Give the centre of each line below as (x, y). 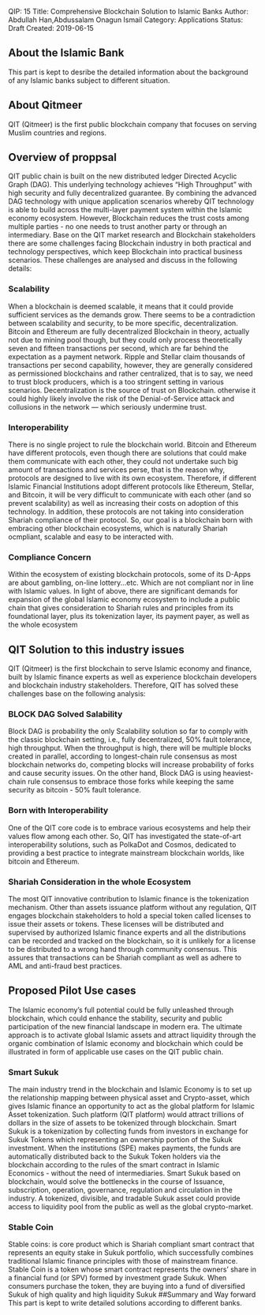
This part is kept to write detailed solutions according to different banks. (125, 1303)
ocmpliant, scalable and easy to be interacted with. (91, 537)
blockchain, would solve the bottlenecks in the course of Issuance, (116, 1182)
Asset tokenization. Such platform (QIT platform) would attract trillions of (126, 1115)
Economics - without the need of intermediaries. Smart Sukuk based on (124, 1173)
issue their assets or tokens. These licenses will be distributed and (116, 924)
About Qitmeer (45, 105)
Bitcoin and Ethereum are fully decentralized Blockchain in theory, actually (129, 332)
